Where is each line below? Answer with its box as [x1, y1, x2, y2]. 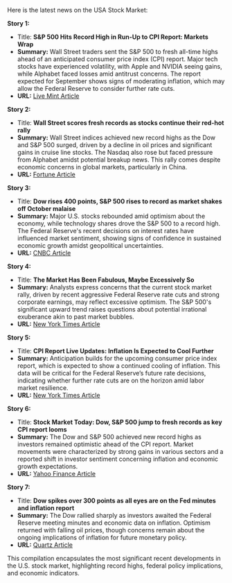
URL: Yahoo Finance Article [17, 470, 96, 478]
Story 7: [7, 483, 30, 491]
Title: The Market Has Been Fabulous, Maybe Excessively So [17, 276, 195, 284]
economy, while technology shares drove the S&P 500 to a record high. [17, 219, 221, 228]
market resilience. [17, 384, 69, 391]
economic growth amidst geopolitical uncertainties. [17, 242, 164, 249]
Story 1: [7, 19, 30, 27]
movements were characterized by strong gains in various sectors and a [17, 448, 224, 455]
